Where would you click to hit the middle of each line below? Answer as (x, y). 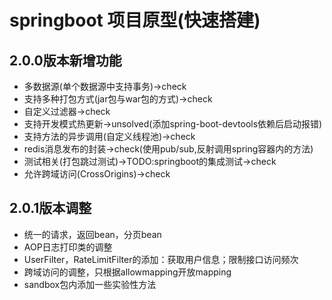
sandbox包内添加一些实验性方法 (90, 284)
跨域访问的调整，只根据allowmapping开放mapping (127, 272)
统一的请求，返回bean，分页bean (92, 234)
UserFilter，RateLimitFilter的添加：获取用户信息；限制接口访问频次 (161, 259)
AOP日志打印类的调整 (68, 247)
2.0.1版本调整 (50, 208)
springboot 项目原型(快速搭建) (135, 20)
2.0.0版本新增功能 (65, 60)
